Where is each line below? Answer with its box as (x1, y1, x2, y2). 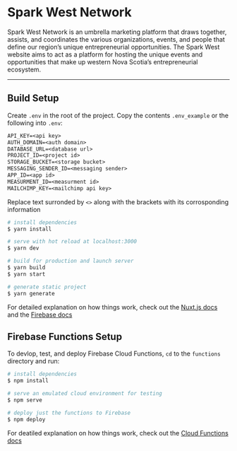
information (7, 205, 41, 213)
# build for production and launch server (7, 257, 134, 265)
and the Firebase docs (7, 310, 73, 319)
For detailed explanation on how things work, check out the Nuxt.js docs (7, 303, 218, 311)
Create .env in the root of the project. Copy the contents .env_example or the (7, 111, 229, 119)
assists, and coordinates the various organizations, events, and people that (7, 35, 226, 43)
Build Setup (7, 93, 59, 105)
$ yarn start (7, 270, 46, 278)
